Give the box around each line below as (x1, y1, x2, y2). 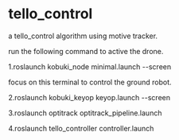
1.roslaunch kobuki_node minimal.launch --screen (8, 61, 172, 72)
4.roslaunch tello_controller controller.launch (8, 123, 154, 133)
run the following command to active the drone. (8, 46, 164, 56)
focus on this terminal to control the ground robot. (8, 77, 172, 87)
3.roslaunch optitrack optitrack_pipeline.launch (8, 108, 162, 118)
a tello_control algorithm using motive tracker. (8, 31, 158, 41)
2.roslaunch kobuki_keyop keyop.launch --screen (8, 92, 171, 102)
